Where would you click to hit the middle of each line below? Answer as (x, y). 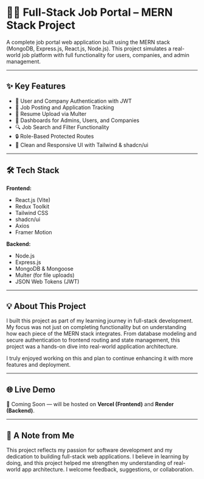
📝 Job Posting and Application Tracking (64, 107)
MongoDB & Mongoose (44, 268)
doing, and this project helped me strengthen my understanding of (90, 463)
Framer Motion (34, 232)
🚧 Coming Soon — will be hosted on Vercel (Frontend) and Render (90, 404)
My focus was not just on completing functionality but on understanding (97, 327)
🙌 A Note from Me (40, 436)
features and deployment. (39, 365)
